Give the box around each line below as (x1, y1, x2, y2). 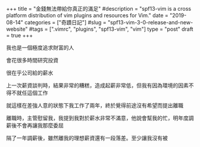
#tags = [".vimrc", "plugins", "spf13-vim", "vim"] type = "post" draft (29, 25, 193, 33)
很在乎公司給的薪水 (6, 69, 54, 76)
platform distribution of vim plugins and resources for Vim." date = (6, 12, 168, 19)
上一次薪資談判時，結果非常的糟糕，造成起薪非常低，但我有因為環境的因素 (6, 82, 189, 89)
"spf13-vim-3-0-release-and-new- (108, 19, 193, 25)
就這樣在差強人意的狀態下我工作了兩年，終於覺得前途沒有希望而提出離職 (6, 102, 183, 108)
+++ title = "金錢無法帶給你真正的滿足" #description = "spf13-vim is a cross (6, 5, 192, 12)
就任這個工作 (16, 90, 48, 96)
